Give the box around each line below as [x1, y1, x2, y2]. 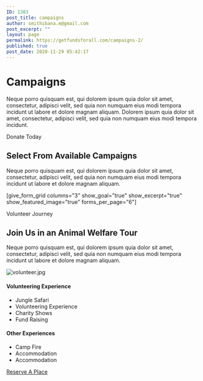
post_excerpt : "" [6, 26, 51, 32]
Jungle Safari [15, 296, 49, 303]
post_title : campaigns [6, 15, 64, 21]
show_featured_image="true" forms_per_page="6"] [6, 198, 137, 205]
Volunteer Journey [6, 210, 53, 217]
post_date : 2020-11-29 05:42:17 [6, 49, 89, 55]
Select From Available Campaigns [6, 151, 138, 161]
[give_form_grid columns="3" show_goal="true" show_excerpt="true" [6, 192, 182, 199]
